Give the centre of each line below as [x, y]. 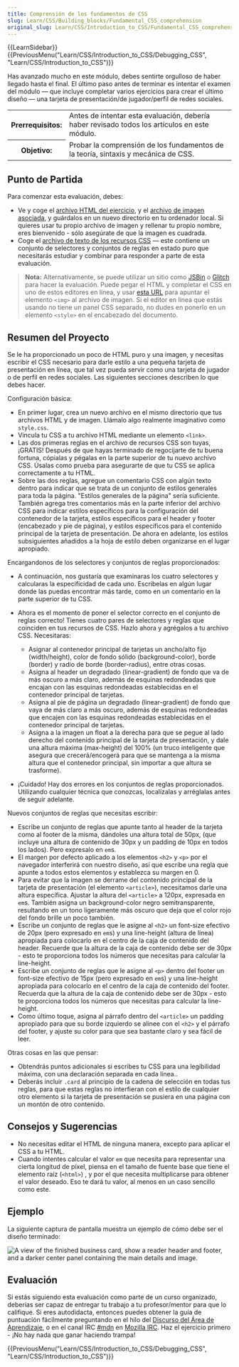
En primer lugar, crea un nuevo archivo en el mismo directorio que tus [120, 412]
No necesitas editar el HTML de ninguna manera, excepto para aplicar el [124, 1143]
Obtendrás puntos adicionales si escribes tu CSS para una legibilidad [119, 1066]
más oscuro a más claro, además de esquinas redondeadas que [122, 680]
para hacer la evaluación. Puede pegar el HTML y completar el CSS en [128, 285]
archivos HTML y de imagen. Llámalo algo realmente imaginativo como [122, 420]
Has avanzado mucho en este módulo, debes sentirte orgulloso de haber [114, 76]
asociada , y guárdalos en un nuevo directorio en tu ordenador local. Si [121, 218]
